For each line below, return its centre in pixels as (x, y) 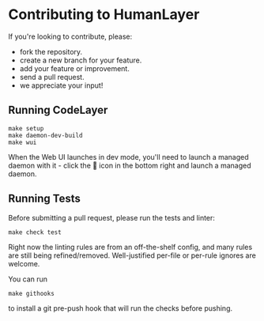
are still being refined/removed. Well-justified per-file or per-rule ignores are (132, 255)
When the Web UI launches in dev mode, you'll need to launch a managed (128, 157)
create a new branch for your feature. (81, 60)
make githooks (32, 293)
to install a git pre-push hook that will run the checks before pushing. (121, 308)
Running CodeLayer (58, 110)
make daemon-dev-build (45, 135)
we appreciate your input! (61, 85)
